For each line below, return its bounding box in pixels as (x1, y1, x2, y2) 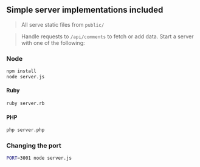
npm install (6, 68, 36, 75)
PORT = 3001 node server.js (6, 155, 72, 162)
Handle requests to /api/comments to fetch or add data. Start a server (21, 33, 194, 40)
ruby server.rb (6, 100, 45, 107)
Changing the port (6, 141, 62, 149)
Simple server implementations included (6, 5, 164, 15)
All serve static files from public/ (21, 21, 105, 28)
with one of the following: (21, 39, 85, 46)
